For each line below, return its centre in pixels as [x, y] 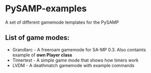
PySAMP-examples [46, 9]
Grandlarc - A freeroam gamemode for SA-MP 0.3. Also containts [79, 49]
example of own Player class [42, 55]
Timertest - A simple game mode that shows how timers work [75, 60]
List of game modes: [37, 38]
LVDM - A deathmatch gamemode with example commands [73, 65]
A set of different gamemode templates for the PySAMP [62, 22]
